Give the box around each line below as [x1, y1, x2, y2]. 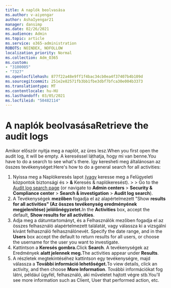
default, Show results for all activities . [12, 212, 95, 218]
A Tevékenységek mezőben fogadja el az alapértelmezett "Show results [12, 195, 166, 202]
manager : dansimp [5, 21, 42, 27]
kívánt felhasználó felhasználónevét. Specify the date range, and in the [12, 228, 163, 234]
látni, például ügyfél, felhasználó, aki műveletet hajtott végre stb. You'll [12, 272, 160, 278]
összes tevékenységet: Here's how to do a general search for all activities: [5, 164, 161, 170]
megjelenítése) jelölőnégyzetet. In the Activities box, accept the [12, 207, 150, 213]
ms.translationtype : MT [5, 83, 56, 88]
